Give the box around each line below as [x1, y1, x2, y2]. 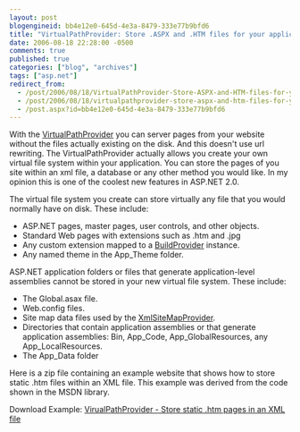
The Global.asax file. [21, 293, 98, 304]
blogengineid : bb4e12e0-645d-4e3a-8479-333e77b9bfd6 [9, 21, 210, 30]
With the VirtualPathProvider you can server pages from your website [9, 129, 265, 140]
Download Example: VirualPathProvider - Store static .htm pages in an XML [9, 404, 286, 415]
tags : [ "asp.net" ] [9, 72, 78, 80]
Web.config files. [21, 303, 85, 314]
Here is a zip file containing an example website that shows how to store [9, 368, 275, 378]
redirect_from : [9, 80, 66, 89]
